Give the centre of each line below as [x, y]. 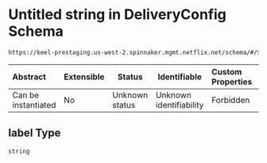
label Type [35, 133]
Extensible [84, 77]
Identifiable [180, 77]
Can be [26, 95]
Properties [232, 81]
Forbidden [231, 100]
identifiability [180, 104]
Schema [36, 31]
